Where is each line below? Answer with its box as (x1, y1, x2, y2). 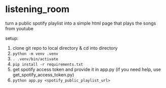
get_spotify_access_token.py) (12, 71, 74, 77)
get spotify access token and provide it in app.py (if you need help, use (12, 66, 161, 72)
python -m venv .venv (12, 51, 58, 56)
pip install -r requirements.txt (12, 62, 84, 67)
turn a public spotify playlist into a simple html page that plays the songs (5, 20, 156, 26)
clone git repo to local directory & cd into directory (12, 45, 118, 51)
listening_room (5, 4, 70, 15)
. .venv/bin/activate (12, 56, 58, 61)
